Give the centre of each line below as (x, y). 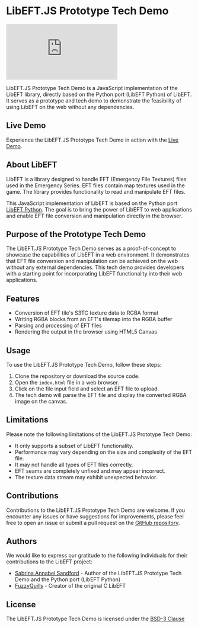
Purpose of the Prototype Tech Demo (76, 234)
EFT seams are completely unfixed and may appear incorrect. (90, 471)
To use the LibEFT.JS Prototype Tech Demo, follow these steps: (84, 365)
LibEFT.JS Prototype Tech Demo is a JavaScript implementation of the (92, 88)
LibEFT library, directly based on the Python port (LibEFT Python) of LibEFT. (99, 94)
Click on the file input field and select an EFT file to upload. (87, 389)
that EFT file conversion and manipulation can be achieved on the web (92, 261)
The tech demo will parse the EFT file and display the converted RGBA (100, 395)
